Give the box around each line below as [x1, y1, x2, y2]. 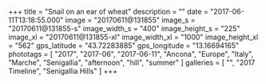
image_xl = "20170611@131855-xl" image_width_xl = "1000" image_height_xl [8, 32, 259, 42]
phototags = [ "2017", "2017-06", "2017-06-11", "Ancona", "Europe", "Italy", [8, 50, 254, 58]
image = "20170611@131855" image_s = [65, 15, 196, 25]
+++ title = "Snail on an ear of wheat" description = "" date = [8, 7, 209, 16]
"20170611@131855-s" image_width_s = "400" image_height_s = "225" [8, 24, 240, 33]
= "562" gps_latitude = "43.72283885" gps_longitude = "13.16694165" [8, 41, 240, 50]
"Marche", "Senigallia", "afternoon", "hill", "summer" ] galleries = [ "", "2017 [8, 58, 256, 67]
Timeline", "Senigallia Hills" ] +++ [8, 66, 118, 75]
